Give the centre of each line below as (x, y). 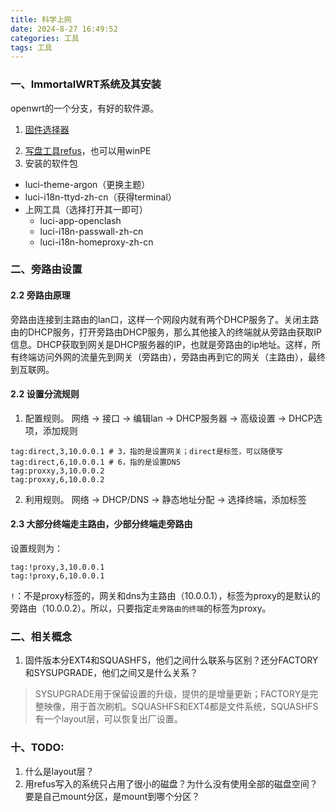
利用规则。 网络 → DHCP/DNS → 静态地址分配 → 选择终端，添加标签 (165, 499)
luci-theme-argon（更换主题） (87, 184)
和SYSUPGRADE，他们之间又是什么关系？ (111, 673)
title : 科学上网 (41, 19)
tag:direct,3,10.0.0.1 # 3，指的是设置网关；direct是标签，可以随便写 (146, 451)
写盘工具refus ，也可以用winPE (88, 150)
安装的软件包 (51, 163)
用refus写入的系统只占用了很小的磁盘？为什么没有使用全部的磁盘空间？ (171, 783)
